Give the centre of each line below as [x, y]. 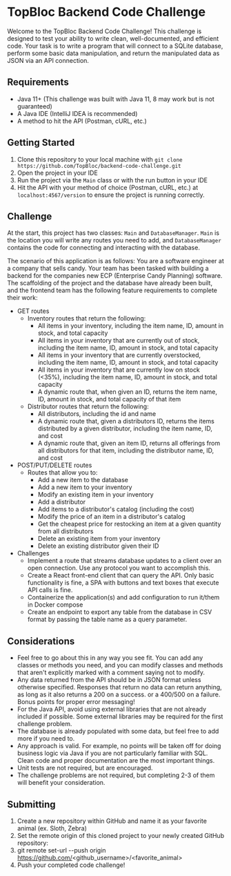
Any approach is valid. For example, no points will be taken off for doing [119, 746]
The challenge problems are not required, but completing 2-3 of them [116, 775]
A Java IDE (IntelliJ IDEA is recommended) [77, 113]
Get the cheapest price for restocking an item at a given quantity [129, 524]
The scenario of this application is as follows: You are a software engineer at [115, 261]
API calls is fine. [50, 590]
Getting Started [41, 143]
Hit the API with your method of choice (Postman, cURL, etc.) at [108, 187]
